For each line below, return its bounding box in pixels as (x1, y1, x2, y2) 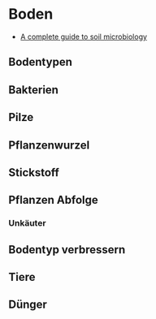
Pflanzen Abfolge (8, 193, 99, 207)
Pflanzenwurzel (8, 138, 90, 152)
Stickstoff (8, 166, 59, 179)
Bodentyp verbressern (8, 243, 126, 256)
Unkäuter (8, 218, 46, 229)
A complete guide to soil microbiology (19, 32, 148, 41)
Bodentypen (8, 55, 73, 69)
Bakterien (8, 83, 59, 97)
